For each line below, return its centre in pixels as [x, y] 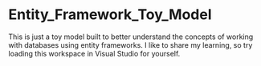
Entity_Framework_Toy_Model [110, 15]
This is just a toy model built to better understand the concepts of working [131, 37]
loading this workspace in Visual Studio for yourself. [94, 53]
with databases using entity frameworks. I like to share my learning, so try [130, 45]
